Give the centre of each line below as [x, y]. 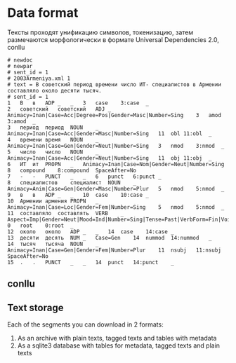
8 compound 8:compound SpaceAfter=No [72, 170]
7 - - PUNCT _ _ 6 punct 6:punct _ [84, 177]
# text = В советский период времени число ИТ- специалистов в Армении [114, 84]
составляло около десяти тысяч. [54, 90]
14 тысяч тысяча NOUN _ [53, 244]
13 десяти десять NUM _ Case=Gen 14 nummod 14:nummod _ [110, 238]
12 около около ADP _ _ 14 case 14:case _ [91, 232]
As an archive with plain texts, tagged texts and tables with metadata [117, 338]
